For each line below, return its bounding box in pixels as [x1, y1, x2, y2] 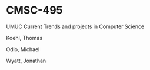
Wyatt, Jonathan [6, 57, 46, 64]
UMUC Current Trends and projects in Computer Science [6, 23, 145, 30]
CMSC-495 [6, 4, 63, 17]
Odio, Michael [6, 45, 40, 53]
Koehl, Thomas [6, 34, 43, 41]
